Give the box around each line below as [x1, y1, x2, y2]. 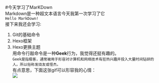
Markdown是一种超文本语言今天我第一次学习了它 [5, 10, 105, 16]
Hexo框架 [12, 38, 32, 44]
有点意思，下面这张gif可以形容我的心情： [12, 67, 96, 73]
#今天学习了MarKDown [5, 4, 53, 10]
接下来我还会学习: [5, 21, 42, 27]
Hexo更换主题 [12, 44, 41, 50]
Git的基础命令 [12, 32, 41, 37]
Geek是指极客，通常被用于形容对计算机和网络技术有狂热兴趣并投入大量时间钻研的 [12, 57, 155, 62]
